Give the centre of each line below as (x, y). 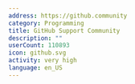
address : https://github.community (68, 16)
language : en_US (35, 68)
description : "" (35, 38)
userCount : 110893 (39, 46)
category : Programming (46, 23)
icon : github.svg (37, 53)
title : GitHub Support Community (64, 30)
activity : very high (43, 61)
